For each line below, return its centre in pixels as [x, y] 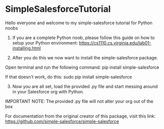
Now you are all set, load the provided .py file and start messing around [85, 86]
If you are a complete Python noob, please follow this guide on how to [83, 38]
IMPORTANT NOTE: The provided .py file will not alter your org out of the [79, 101]
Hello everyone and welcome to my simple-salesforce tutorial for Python [79, 23]
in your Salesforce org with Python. [48, 91]
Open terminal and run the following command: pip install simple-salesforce [82, 67]
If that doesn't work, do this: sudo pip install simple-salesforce [69, 77]
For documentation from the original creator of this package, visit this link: [80, 116]
